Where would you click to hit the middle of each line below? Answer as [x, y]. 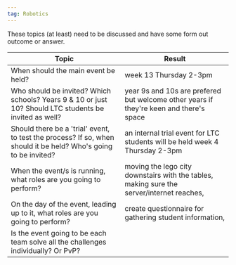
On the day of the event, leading [64, 204]
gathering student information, [175, 217]
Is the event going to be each [59, 233]
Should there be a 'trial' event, [60, 129]
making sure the [151, 183]
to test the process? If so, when [63, 137]
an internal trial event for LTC [172, 133]
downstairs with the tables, [169, 175]
